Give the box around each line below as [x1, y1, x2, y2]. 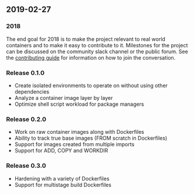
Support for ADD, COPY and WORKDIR [14, 147, 108, 154]
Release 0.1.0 [6, 68, 45, 77]
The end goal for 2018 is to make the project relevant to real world [6, 35, 166, 43]
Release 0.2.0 [6, 115, 47, 123]
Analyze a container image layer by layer [14, 94, 113, 101]
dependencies [14, 88, 50, 95]
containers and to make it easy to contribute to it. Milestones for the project [6, 41, 188, 49]
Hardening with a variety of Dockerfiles [14, 175, 110, 182]
